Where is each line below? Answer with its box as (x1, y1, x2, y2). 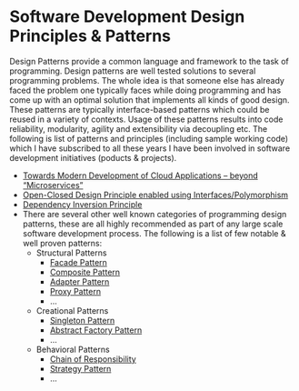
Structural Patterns (35, 247, 107, 258)
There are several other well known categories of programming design (22, 208, 287, 219)
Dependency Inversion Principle (22, 198, 143, 210)
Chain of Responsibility (49, 353, 136, 365)
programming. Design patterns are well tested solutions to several (9, 65, 256, 76)
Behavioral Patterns (35, 344, 111, 355)
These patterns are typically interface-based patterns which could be (9, 104, 270, 115)
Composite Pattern (49, 266, 121, 277)
